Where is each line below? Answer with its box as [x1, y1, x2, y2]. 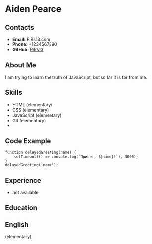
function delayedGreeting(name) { [5, 150, 77, 155]
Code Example [5, 137, 51, 145]
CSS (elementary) [12, 107, 49, 113]
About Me [5, 61, 36, 70]
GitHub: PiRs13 [12, 47, 44, 52]
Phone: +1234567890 [12, 41, 57, 47]
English [5, 221, 29, 229]
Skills [5, 88, 22, 97]
